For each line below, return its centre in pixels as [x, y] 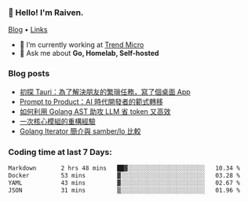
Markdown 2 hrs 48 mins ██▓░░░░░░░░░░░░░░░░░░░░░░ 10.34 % [124, 168]
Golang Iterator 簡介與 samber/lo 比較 [80, 131]
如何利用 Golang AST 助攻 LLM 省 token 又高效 [95, 111]
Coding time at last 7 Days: [60, 152]
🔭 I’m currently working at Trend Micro [82, 45]
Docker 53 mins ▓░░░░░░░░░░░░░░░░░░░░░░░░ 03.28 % [124, 175]
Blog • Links [28, 30]
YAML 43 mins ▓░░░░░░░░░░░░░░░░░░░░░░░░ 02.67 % [124, 183]
